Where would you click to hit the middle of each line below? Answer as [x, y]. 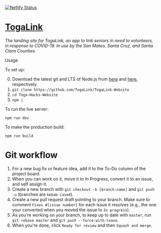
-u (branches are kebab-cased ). [43, 194]
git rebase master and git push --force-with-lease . [65, 220]
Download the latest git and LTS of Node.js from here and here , [75, 79]
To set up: [15, 69]
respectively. [25, 84]
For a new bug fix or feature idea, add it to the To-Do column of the [79, 168]
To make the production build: [35, 127]
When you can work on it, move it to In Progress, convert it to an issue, [82, 179]
